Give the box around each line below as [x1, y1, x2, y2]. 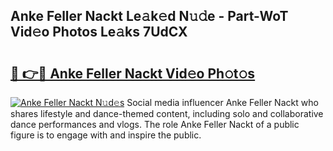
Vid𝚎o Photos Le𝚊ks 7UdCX [10, 24, 188, 41]
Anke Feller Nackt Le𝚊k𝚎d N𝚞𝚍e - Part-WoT [10, 8, 289, 25]
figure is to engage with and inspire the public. [10, 129, 202, 141]
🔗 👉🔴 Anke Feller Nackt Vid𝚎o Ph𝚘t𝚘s [10, 65, 256, 82]
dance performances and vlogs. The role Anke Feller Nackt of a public [10, 119, 300, 130]
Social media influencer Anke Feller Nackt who [126, 97, 319, 108]
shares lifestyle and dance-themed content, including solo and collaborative [10, 108, 324, 119]
